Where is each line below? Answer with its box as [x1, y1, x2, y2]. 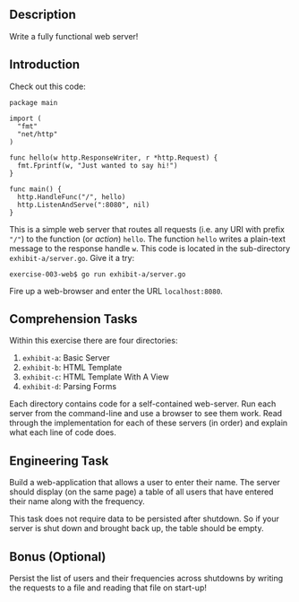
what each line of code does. [9, 427, 116, 438]
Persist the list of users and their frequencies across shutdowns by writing [9, 573, 284, 584]
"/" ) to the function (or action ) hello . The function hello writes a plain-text [9, 233, 286, 244]
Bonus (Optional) [9, 549, 107, 564]
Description [9, 7, 76, 22]
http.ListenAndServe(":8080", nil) [17, 200, 150, 209]
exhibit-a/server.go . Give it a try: [9, 252, 135, 263]
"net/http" [17, 129, 58, 138]
